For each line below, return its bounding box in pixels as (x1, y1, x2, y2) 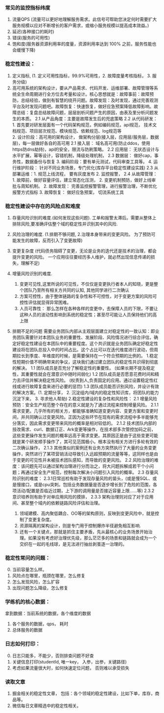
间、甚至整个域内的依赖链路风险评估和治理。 (12, 500, 103, 506)
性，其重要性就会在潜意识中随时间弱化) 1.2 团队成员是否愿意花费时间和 (12, 371, 155, 377)
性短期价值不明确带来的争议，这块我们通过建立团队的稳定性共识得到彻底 (12, 359, 158, 365)
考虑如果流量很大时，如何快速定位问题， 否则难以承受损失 (12, 665, 130, 671)
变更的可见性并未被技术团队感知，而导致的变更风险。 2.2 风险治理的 (16, 457, 154, 463)
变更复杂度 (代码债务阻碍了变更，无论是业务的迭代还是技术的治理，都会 (12, 248, 157, 254)
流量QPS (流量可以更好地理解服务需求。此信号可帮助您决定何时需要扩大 (12, 16, 157, 23)
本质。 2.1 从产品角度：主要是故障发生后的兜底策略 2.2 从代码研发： (21, 115, 158, 121)
